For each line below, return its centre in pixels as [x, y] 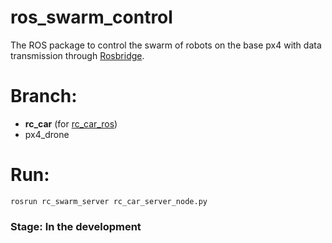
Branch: [44, 96]
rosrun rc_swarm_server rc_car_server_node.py [109, 201]
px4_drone [47, 134]
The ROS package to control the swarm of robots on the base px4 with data [166, 45]
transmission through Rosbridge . [77, 55]
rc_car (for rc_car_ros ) [71, 123]
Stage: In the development [76, 226]
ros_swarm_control [91, 17]
